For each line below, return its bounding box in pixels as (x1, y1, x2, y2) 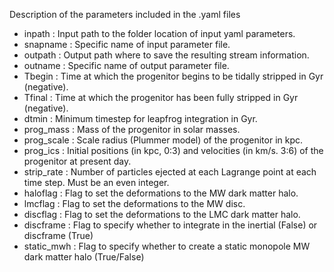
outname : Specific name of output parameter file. (23, 60, 230, 71)
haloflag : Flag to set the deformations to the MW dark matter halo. (23, 187, 299, 199)
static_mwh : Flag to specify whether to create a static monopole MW (23, 240, 311, 252)
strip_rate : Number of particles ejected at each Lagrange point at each (23, 166, 317, 178)
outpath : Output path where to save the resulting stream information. (23, 49, 310, 61)
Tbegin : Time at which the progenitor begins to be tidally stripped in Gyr (23, 70, 324, 82)
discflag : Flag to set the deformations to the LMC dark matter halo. (23, 209, 301, 220)
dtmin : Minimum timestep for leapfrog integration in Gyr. (23, 113, 258, 124)
